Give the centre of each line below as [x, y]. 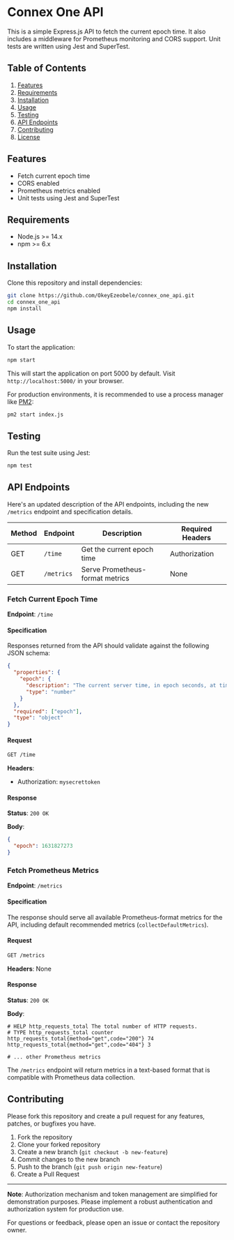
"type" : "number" [51, 692]
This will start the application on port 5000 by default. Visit [91, 373]
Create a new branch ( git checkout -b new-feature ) [93, 1151]
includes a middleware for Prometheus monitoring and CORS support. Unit [114, 38]
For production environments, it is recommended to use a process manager [116, 394]
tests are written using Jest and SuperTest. [69, 46]
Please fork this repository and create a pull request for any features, [106, 1116]
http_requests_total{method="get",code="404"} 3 [79, 1045]
